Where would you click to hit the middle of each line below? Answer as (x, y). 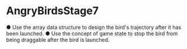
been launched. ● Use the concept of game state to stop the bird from (92, 33)
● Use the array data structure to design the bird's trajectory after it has (94, 27)
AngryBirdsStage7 (53, 11)
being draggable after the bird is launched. (58, 40)
